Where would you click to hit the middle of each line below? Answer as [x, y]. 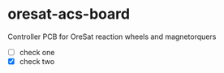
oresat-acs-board [69, 14]
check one [37, 52]
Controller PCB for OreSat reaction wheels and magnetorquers [112, 36]
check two [37, 61]
